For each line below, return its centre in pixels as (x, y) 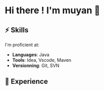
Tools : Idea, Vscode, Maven (42, 60)
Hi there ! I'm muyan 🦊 (53, 10)
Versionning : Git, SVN (36, 65)
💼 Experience (26, 82)
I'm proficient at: (22, 45)
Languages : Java (31, 55)
